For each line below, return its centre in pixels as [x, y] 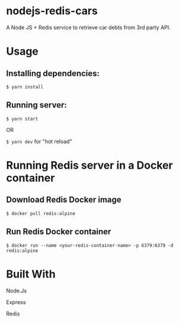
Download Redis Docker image [64, 200]
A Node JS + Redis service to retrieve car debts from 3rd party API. [88, 27]
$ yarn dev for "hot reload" [39, 141]
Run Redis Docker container [59, 232]
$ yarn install [25, 87]
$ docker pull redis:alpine [41, 213]
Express [16, 302]
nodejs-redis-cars [52, 11]
